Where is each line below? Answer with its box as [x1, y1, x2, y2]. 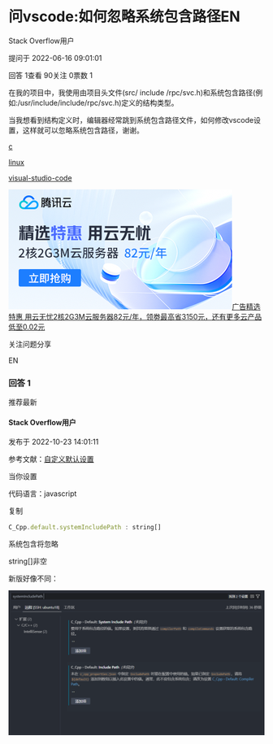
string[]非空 [8, 556, 47, 566]
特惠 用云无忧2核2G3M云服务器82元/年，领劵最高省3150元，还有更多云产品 [8, 311, 262, 321]
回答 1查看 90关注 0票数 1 [8, 70, 93, 80]
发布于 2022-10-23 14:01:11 [8, 437, 99, 447]
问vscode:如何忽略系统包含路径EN [8, 7, 241, 26]
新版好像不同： [8, 574, 58, 584]
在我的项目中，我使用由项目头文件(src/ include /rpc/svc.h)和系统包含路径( [8, 87, 256, 98]
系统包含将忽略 [8, 539, 58, 549]
